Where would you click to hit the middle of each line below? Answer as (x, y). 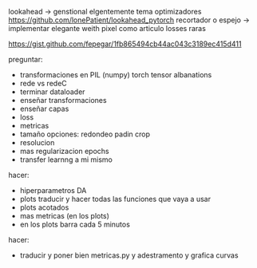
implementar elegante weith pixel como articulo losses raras (107, 28)
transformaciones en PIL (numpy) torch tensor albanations (116, 75)
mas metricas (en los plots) (65, 216)
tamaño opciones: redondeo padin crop (85, 134)
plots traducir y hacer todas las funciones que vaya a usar (115, 199)
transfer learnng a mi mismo (66, 160)
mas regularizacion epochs (64, 151)
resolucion (37, 142)
